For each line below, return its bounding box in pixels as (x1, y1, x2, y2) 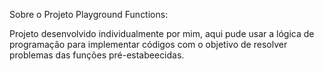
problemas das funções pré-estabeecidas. (9, 49, 185, 61)
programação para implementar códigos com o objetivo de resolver (9, 39, 288, 50)
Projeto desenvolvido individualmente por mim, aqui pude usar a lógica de (9, 28, 315, 39)
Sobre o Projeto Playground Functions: (9, 9, 169, 20)
